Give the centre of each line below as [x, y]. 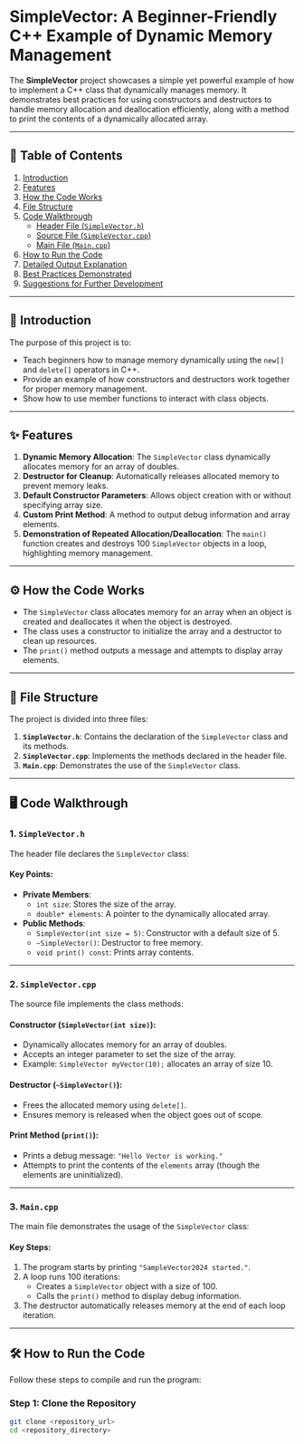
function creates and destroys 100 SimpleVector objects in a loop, [144, 544]
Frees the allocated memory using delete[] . [104, 1105]
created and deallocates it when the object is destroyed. [127, 621]
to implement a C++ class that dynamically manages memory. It [128, 90]
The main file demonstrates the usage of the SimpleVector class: [129, 1227]
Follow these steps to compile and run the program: [105, 1380]
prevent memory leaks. [65, 486]
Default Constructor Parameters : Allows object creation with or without [157, 496]
